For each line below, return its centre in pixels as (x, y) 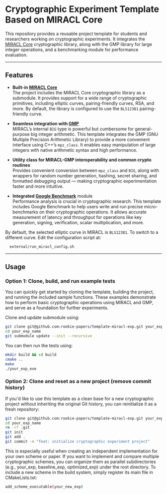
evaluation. (16, 55)
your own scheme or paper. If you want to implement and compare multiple (82, 456)
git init (14, 432)
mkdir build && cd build (31, 355)
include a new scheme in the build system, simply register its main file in (79, 472)
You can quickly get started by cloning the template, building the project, (80, 292)
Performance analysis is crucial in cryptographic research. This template (87, 201)
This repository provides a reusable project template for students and (76, 33)
